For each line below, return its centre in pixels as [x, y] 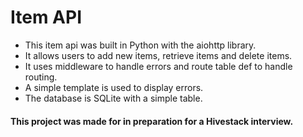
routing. [41, 77]
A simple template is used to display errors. [114, 87]
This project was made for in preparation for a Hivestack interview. [152, 121]
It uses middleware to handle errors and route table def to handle [158, 66]
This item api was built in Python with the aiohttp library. [140, 45]
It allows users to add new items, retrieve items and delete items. [158, 55]
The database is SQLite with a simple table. [113, 98]
